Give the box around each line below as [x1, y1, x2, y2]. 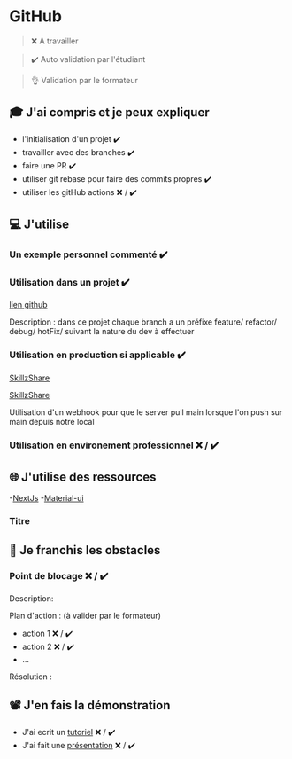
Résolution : [9, 671, 53, 682]
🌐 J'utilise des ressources [9, 469, 157, 484]
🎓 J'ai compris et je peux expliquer [9, 105, 210, 121]
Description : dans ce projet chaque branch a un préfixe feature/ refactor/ [9, 317, 277, 327]
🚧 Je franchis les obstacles [9, 543, 161, 558]
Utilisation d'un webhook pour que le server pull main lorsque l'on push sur [9, 406, 283, 418]
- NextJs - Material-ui [9, 493, 84, 504]
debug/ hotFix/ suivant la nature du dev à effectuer [9, 326, 195, 337]
